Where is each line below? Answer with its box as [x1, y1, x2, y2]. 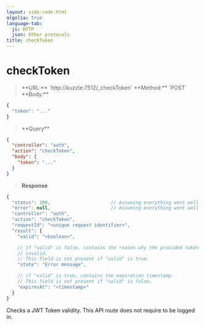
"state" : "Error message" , [17, 261, 87, 268]
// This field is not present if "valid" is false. [17, 278, 152, 285]
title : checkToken [6, 37, 53, 43]
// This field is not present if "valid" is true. [17, 256, 150, 262]
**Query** [21, 125, 50, 132]
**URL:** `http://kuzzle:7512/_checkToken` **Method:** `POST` [21, 84, 187, 91]
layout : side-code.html [6, 9, 68, 15]
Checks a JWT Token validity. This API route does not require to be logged [6, 307, 195, 314]
